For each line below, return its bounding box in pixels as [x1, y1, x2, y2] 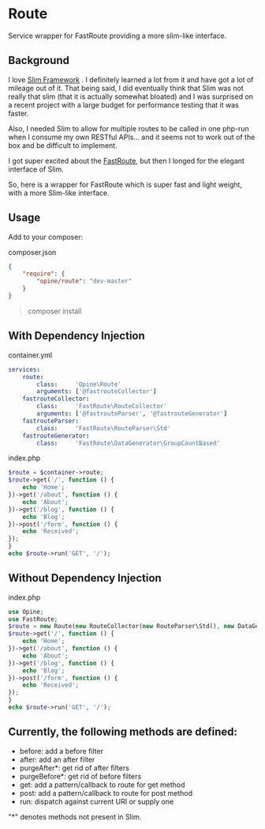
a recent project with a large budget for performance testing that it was [8, 100, 239, 109]
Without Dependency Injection [8, 571, 162, 585]
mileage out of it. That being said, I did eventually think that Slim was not [8, 83, 244, 93]
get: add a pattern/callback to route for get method [19, 780, 185, 789]
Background [8, 54, 69, 67]
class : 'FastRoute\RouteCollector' [36, 403, 168, 411]
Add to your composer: [8, 232, 84, 241]
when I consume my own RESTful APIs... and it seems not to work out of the [8, 132, 256, 142]
